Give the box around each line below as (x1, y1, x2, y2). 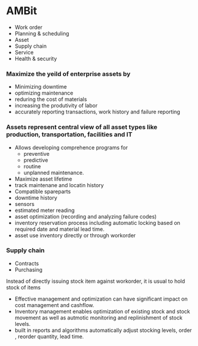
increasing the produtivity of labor (14, 102, 98, 109)
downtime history (14, 194, 57, 201)
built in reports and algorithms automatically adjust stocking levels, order (14, 327, 192, 334)
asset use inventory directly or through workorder (14, 231, 136, 239)
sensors (14, 200, 35, 207)
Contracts (14, 260, 40, 267)
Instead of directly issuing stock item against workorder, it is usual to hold (6, 278, 185, 285)
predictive (23, 156, 48, 164)
